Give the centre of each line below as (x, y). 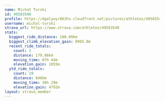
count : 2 (22, 51)
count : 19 (24, 74)
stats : (11, 32)
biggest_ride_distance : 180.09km (43, 37)
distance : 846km (30, 78)
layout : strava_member (28, 92)
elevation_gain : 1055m (37, 64)
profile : (14, 19)
